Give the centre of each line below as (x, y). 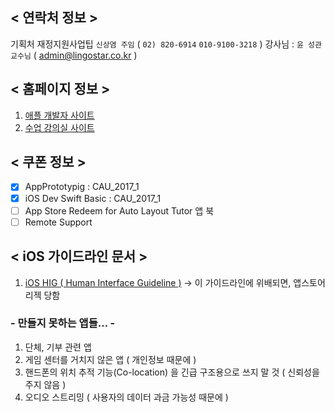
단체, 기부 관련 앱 (58, 347)
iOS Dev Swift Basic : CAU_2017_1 (93, 198)
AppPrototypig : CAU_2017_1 (82, 187)
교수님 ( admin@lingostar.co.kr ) (74, 55)
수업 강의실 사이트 (59, 127)
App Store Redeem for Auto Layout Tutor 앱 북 (119, 210)
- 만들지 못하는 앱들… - (63, 323)
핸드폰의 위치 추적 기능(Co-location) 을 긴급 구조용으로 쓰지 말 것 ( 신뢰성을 (172, 372)
